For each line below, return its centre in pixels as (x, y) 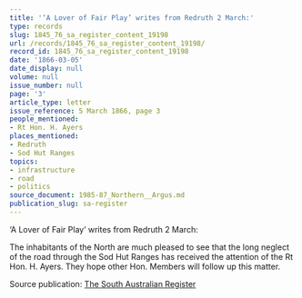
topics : (24, 161)
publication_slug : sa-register (69, 204)
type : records (36, 26)
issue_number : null (46, 85)
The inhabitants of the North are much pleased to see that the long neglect (149, 247)
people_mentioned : (44, 119)
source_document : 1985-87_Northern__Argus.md (97, 195)
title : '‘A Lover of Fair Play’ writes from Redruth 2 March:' (132, 18)
